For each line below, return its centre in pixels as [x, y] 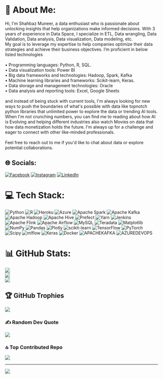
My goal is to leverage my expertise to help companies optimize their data [79, 44]
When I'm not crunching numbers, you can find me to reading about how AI [80, 116]
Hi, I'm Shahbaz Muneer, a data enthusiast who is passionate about [72, 23]
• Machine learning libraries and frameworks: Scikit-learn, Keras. [70, 80]
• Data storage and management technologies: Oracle [59, 85]
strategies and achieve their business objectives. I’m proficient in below [76, 49]
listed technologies [24, 54]
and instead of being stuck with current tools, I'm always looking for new [78, 101]
